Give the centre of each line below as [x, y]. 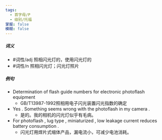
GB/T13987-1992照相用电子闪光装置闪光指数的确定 [73, 103]
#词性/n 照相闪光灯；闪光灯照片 [46, 66]
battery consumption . [36, 126]
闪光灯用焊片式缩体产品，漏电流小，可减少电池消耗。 [76, 132]
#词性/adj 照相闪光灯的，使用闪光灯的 [52, 60]
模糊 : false [17, 29]
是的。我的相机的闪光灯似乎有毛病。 [58, 115]
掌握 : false [17, 24]
